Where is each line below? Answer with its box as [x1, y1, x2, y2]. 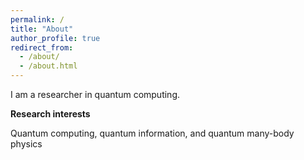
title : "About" [10, 24, 74, 34]
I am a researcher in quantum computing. [10, 89, 181, 100]
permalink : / [10, 14, 65, 25]
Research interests [10, 108, 91, 120]
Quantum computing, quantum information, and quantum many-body [10, 127, 295, 139]
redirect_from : [10, 42, 74, 53]
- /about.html [19, 61, 78, 71]
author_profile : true [10, 33, 101, 43]
